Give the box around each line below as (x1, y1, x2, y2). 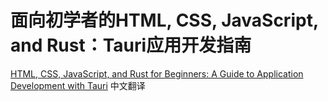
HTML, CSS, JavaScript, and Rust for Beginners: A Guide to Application (10, 67, 304, 80)
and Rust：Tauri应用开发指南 (10, 34, 252, 57)
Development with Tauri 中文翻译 (10, 79, 146, 91)
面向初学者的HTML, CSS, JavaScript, (10, 9, 319, 32)
